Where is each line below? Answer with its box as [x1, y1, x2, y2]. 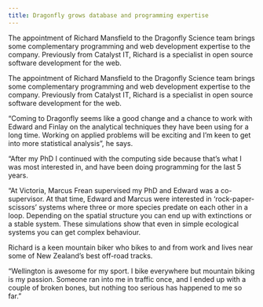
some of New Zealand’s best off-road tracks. [8, 250, 153, 260]
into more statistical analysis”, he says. [8, 138, 133, 148]
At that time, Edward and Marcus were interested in [46, 194, 212, 203]
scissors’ [8, 202, 38, 212]
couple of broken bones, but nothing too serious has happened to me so [8, 283, 243, 292]
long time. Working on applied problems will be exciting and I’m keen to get [8, 130, 251, 140]
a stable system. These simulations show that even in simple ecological [8, 219, 239, 228]
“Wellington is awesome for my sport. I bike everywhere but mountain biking [8, 266, 255, 276]
